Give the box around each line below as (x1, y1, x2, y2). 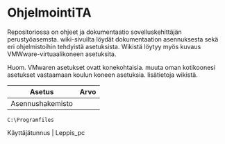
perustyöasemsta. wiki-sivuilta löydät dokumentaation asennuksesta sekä (7, 35, 219, 43)
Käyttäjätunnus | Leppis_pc (7, 128, 85, 136)
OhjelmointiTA (7, 5, 92, 21)
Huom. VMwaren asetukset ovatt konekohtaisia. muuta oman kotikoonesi (7, 63, 216, 71)
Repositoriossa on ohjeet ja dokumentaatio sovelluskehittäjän (7, 28, 182, 36)
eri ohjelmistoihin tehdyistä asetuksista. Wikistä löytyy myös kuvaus (7, 42, 201, 51)
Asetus (29, 87, 54, 96)
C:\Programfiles (7, 116, 54, 123)
